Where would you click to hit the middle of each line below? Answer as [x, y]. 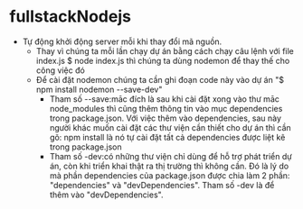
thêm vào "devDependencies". [106, 195]
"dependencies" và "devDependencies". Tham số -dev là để [162, 185]
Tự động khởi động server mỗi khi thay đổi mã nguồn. [122, 41]
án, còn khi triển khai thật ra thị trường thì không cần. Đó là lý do [169, 166]
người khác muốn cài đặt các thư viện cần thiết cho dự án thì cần [170, 127]
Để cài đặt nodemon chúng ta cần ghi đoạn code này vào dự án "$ [160, 79]
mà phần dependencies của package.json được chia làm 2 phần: [170, 175]
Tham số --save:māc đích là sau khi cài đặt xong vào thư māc [165, 99]
